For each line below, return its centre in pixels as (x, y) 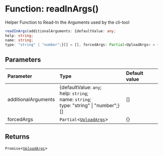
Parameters (23, 60)
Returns (17, 136)
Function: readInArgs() (52, 9)
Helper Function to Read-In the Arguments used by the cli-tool (67, 22)
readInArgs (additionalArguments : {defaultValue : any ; (61, 31)
